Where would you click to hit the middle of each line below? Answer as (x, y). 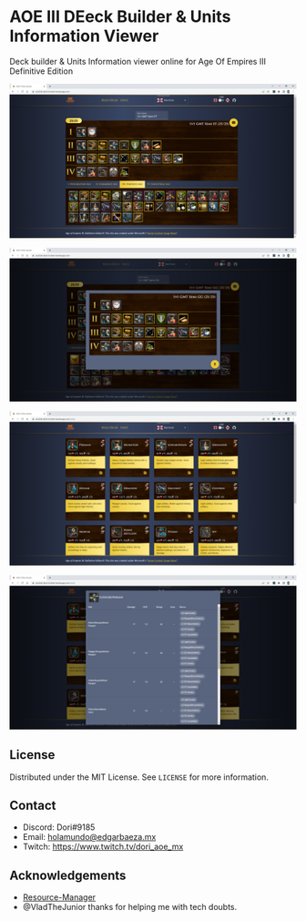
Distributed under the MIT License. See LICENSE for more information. (139, 777)
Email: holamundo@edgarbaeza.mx (89, 837)
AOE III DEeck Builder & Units (120, 17)
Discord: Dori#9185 (59, 827)
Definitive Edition (41, 71)
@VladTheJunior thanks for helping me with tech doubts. (130, 907)
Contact (33, 805)
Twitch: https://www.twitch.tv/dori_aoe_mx (103, 847)
